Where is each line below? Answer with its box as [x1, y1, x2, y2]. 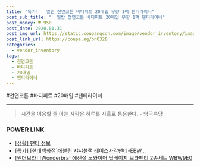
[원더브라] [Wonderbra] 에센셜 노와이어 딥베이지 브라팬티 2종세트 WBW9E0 [14, 155, 193, 162]
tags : [6, 53, 20, 59]
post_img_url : [6, 31, 42, 37]
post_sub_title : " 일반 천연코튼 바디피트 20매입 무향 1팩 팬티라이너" [6, 14, 165, 20]
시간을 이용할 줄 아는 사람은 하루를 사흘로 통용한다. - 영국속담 [20, 111, 163, 118]
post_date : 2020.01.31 [6, 25, 62, 31]
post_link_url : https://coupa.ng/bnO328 [6, 36, 108, 42]
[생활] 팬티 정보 [14, 140, 51, 147]
